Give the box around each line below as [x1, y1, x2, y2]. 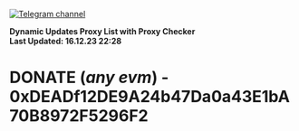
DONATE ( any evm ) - [9, 68, 169, 88]
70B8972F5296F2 [9, 106, 149, 126]
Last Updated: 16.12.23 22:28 [9, 36, 122, 46]
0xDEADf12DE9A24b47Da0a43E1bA [9, 87, 290, 108]
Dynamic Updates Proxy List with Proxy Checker [9, 26, 196, 36]
